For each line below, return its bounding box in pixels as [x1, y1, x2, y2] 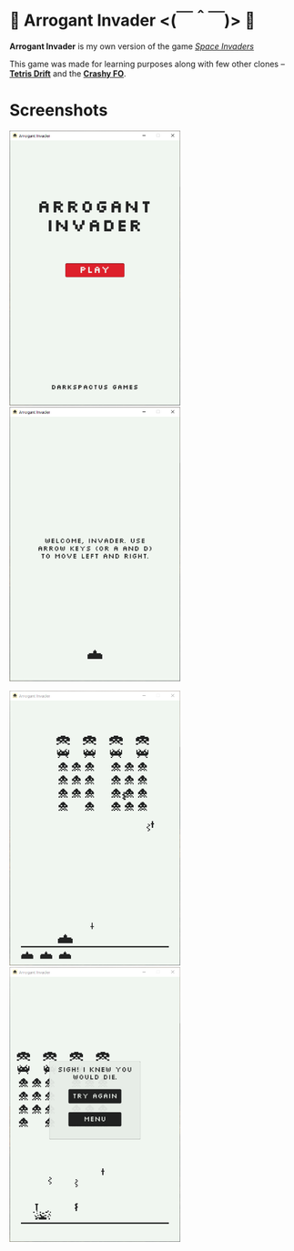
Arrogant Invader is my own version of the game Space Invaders [9, 40, 255, 52]
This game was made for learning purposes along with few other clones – [9, 58, 285, 69]
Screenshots [9, 100, 108, 121]
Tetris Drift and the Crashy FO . [9, 67, 127, 79]
